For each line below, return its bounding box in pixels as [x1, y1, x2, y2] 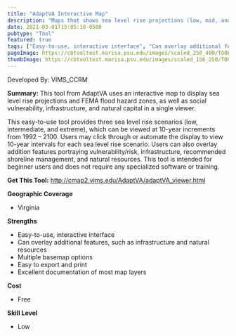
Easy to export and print [17, 260, 88, 269]
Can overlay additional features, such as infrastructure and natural [17, 238, 209, 246]
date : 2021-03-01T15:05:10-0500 [7, 23, 102, 30]
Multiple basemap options [17, 252, 93, 261]
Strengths [7, 217, 37, 225]
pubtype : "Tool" [7, 30, 55, 37]
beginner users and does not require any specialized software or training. [7, 162, 220, 171]
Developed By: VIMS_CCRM [7, 75, 88, 84]
